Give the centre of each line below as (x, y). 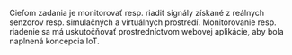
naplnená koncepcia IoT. (55, 41)
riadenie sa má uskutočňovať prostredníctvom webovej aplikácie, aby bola (147, 31)
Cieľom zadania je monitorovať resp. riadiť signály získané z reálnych (137, 13)
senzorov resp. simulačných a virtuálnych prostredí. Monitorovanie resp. (143, 22)
